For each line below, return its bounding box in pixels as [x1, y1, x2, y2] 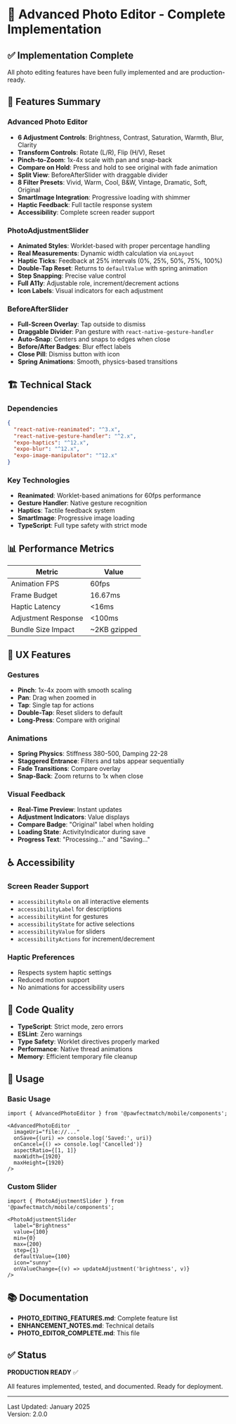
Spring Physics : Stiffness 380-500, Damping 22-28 [17, 750, 169, 758]
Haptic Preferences [7, 953, 75, 962]
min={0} [13, 1234, 37, 1242]
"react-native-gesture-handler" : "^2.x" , [13, 433, 137, 440]
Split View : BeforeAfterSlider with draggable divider [17, 171, 168, 179]
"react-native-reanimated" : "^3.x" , [13, 426, 121, 433]
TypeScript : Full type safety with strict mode [17, 521, 147, 530]
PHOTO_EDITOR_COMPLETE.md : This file [17, 1329, 140, 1337]
